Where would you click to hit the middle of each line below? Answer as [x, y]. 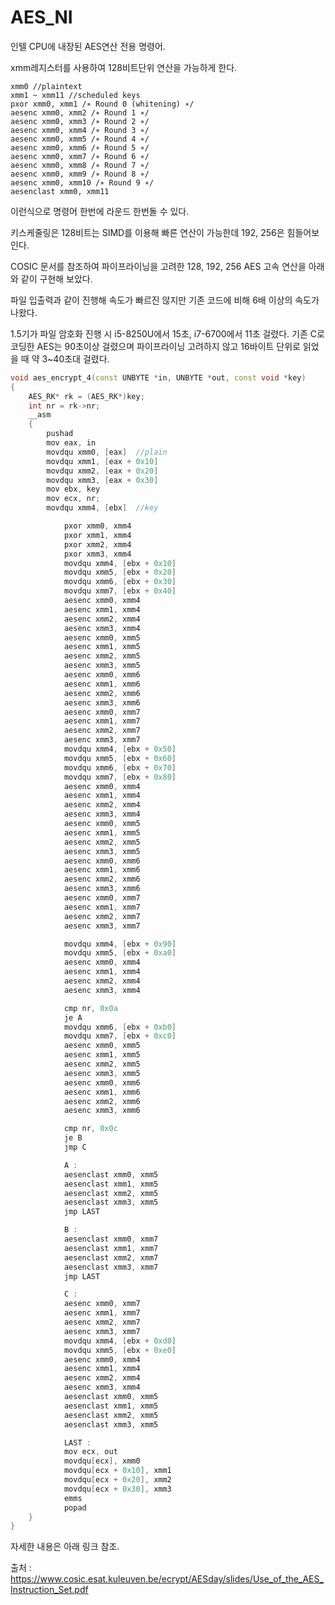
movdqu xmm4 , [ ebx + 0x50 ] [120, 749]
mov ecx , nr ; [73, 499]
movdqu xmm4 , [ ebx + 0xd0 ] [120, 1341]
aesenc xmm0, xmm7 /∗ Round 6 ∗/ [80, 156]
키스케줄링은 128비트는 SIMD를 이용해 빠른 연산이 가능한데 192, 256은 [147, 232]
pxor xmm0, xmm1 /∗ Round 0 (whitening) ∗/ [102, 104]
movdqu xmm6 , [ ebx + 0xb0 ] [120, 1027]
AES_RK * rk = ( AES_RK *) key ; [86, 396]
